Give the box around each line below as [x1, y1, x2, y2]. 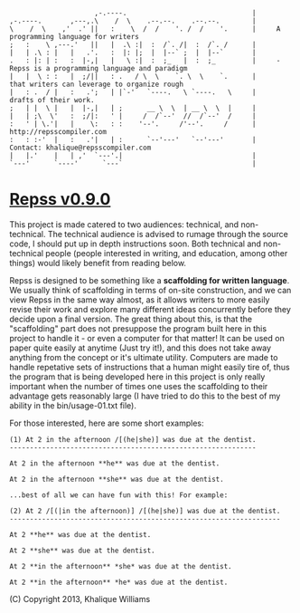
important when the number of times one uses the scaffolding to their [9, 380, 268, 391]
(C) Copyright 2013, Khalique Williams [9, 593, 151, 604]
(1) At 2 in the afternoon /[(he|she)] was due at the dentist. [9, 435, 257, 444]
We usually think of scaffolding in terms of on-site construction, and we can [9, 284, 292, 295]
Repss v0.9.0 [9, 189, 111, 210]
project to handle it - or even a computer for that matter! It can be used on [9, 332, 285, 343]
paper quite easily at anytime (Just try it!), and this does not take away [9, 342, 272, 353]
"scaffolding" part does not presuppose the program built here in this [9, 322, 267, 334]
